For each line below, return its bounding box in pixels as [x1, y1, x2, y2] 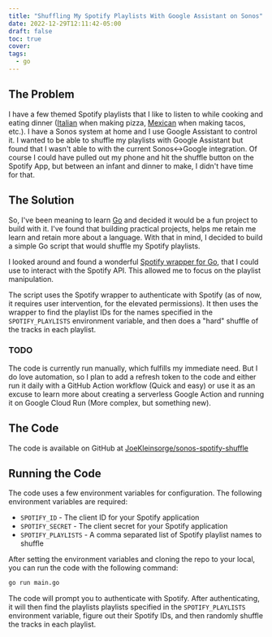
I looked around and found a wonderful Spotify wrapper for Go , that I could [8, 257, 259, 266]
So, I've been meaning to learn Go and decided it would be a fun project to [8, 215, 258, 225]
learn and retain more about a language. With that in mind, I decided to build [8, 232, 263, 242]
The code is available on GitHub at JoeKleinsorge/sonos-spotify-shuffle [8, 443, 249, 453]
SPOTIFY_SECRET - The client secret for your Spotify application [19, 521, 228, 531]
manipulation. [8, 274, 54, 283]
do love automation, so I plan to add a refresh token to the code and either [8, 371, 257, 381]
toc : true [8, 34, 42, 43]
